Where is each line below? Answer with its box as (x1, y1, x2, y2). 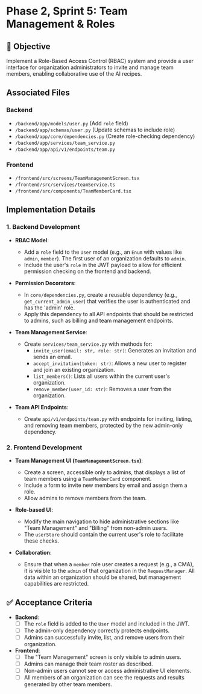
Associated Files (6, 88, 71, 98)
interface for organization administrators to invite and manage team (6, 64, 174, 71)
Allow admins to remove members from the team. (24, 494, 147, 501)
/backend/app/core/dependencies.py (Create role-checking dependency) (14, 132, 195, 140)
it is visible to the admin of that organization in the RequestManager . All (24, 567, 195, 574)
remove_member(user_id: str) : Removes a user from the (33, 385, 172, 392)
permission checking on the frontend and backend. (24, 268, 152, 275)
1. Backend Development (6, 223, 80, 231)
